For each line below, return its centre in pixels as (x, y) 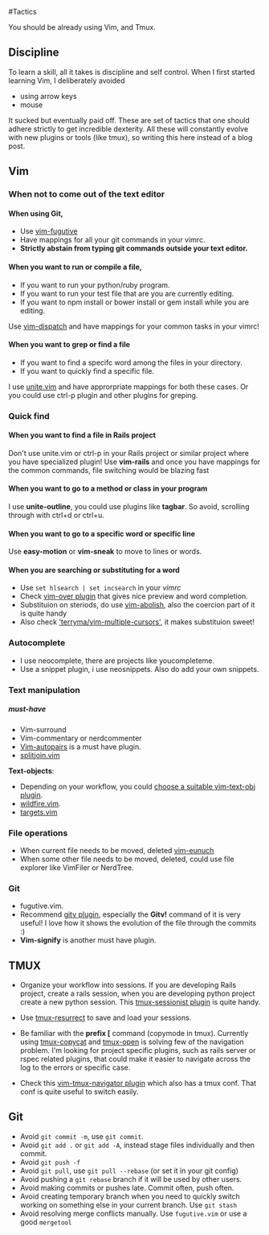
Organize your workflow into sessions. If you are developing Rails (128, 985)
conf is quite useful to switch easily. (79, 1092)
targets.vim (39, 812)
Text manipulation (44, 690)
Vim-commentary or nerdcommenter (81, 738)
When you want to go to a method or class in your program (108, 489)
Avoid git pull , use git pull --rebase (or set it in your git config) (129, 1171)
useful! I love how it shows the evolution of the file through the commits (138, 923)
